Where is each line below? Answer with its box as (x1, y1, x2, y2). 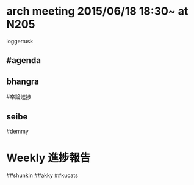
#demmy (6, 127, 29, 135)
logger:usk (6, 37, 34, 45)
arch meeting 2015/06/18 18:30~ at (6, 4, 189, 18)
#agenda (6, 55, 41, 66)
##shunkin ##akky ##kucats (6, 172, 78, 179)
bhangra (6, 76, 40, 86)
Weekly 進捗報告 (6, 151, 91, 165)
